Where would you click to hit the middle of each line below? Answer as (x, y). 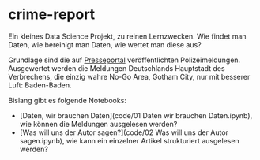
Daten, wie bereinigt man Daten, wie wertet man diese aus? (105, 44)
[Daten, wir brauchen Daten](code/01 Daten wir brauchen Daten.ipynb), (136, 115)
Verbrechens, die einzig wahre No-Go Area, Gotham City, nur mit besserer (129, 76)
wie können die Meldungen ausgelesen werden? (98, 124)
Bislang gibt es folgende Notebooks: (67, 100)
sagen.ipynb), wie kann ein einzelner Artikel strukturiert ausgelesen (129, 140)
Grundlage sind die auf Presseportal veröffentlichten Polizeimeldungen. (124, 60)
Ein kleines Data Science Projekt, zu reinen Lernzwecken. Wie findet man (127, 36)
